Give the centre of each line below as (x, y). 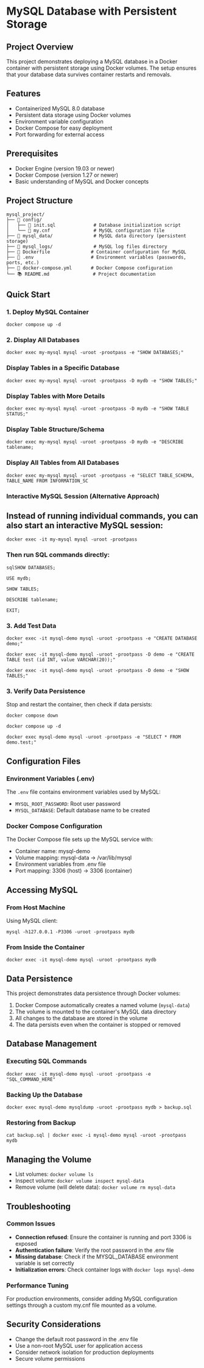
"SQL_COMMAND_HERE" (31, 1079)
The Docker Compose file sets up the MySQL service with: (80, 840)
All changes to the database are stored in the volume (81, 1018)
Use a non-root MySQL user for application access (79, 1345)
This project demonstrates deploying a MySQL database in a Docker (92, 61)
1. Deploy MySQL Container (48, 312)
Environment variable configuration (59, 121)
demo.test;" (21, 742)
